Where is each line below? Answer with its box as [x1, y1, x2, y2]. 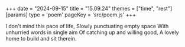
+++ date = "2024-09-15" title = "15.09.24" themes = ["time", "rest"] [5, 5, 173, 12]
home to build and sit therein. [5, 35, 77, 42]
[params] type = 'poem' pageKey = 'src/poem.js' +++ [5, 11, 137, 18]
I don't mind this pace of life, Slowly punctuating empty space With [5, 23, 169, 29]
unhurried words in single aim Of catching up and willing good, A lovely [5, 29, 179, 36]
